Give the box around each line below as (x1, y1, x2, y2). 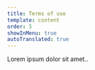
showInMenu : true (7, 29, 57, 37)
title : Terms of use (7, 10, 67, 17)
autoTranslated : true (7, 36, 70, 43)
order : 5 (7, 23, 32, 30)
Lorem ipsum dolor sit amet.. (7, 55, 88, 63)
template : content (7, 17, 60, 24)
